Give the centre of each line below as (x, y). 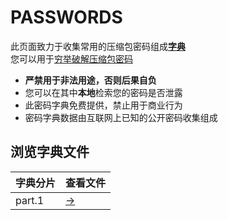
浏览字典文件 (50, 152)
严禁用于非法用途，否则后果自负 (90, 80)
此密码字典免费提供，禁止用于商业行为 (103, 105)
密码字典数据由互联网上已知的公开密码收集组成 (121, 117)
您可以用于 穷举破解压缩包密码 (71, 58)
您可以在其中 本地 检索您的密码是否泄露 (103, 92)
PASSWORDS (66, 17)
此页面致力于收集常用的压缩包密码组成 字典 (98, 46)
